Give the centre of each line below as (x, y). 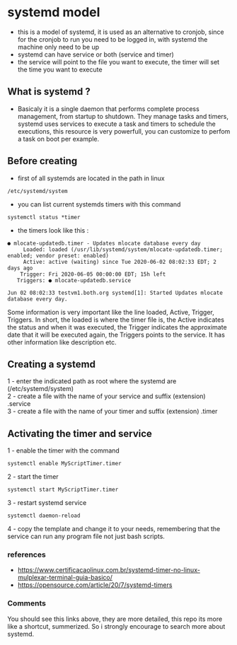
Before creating (42, 161)
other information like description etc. (62, 342)
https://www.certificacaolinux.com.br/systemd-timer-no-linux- (109, 570)
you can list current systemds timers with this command (99, 204)
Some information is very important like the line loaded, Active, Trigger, (111, 312)
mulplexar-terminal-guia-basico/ (65, 578)
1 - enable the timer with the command (64, 451)
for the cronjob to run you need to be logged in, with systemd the (112, 39)
